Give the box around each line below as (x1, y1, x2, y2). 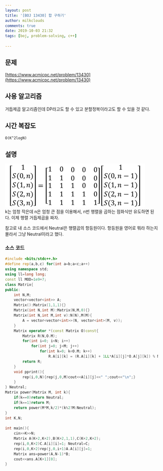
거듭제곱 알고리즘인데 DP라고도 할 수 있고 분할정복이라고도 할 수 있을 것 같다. (5, 106, 150, 112)
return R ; (22, 359, 42, 364)
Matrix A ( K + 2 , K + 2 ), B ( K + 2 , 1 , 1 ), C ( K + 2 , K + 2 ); (14, 436, 101, 441)
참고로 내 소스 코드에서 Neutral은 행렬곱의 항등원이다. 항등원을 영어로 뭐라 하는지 (5, 225, 158, 231)
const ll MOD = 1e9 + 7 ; (5, 277, 47, 282)
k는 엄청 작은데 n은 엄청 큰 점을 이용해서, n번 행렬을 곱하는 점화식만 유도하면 (5, 209, 149, 215)
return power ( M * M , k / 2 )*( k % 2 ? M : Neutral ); (14, 405, 97, 410)
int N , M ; (14, 292, 32, 297)
